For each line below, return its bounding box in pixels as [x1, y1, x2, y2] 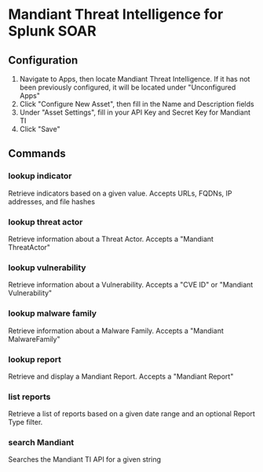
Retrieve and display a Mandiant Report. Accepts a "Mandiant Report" [8, 371, 234, 381]
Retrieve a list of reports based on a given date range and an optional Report [8, 409, 255, 419]
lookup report [8, 353, 61, 364]
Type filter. [8, 418, 43, 427]
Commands [8, 147, 67, 160]
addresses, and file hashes [8, 196, 96, 206]
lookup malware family [8, 308, 97, 319]
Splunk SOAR [8, 22, 97, 40]
